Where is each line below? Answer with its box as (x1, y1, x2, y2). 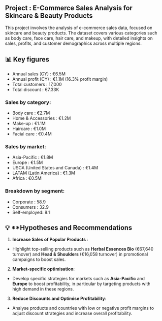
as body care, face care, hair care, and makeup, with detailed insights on (5, 35, 153, 41)
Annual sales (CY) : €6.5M (12, 71, 65, 77)
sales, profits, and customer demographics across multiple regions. (5, 40, 142, 46)
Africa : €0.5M (12, 175, 42, 181)
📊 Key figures (5, 55, 49, 64)
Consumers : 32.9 (12, 204, 49, 210)
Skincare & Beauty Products (5, 12, 93, 20)
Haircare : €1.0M (12, 126, 46, 131)
